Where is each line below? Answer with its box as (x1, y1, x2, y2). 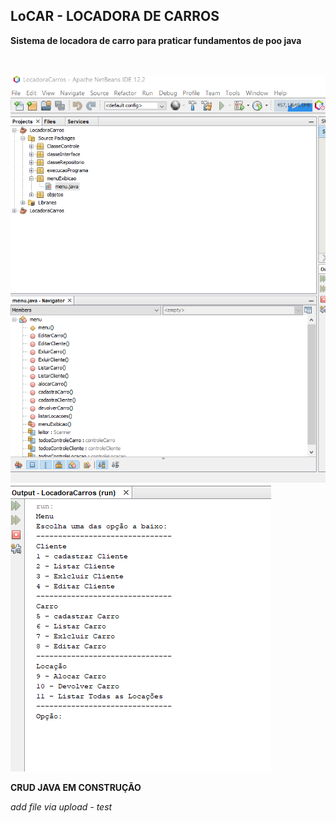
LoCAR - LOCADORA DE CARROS (10, 8, 220, 25)
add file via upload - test (10, 801, 113, 813)
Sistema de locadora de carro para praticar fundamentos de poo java (10, 34, 302, 46)
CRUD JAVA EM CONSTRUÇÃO (10, 782, 142, 794)
